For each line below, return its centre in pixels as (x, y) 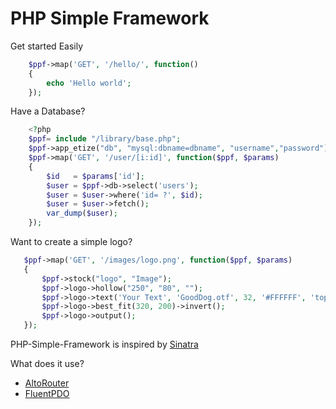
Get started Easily (47, 46)
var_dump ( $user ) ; (82, 213)
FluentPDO (47, 394)
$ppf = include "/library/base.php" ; (105, 139)
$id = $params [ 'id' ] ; (95, 176)
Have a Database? (48, 111)
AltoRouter (47, 383)
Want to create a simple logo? (71, 242)
